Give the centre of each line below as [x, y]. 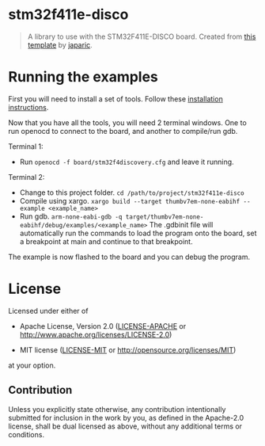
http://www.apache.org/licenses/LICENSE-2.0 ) [96, 334]
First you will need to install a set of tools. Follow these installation [115, 99]
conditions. [26, 434]
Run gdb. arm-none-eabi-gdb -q [71, 216]
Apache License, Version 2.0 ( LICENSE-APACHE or [103, 326]
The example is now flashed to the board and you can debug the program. [129, 257]
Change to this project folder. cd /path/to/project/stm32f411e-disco [132, 193]
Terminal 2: [26, 177]
